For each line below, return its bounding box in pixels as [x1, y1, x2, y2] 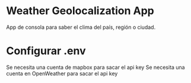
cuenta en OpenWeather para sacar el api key [6, 69, 118, 77]
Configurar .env [6, 44, 86, 58]
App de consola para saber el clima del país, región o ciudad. [6, 24, 156, 31]
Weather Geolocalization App [6, 4, 154, 18]
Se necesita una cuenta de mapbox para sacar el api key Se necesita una [6, 64, 185, 71]
